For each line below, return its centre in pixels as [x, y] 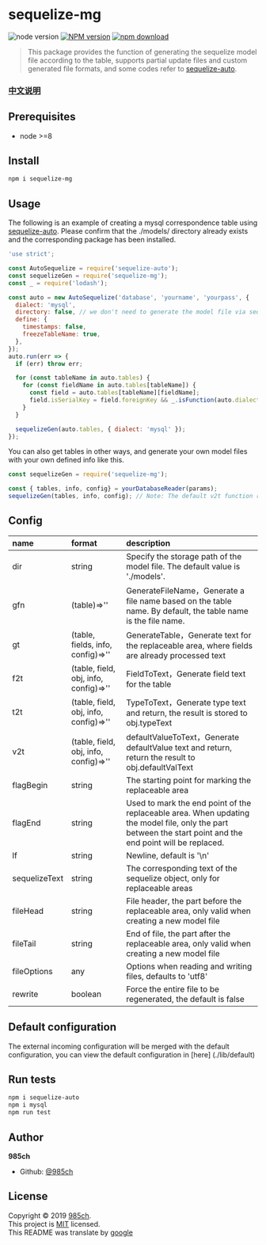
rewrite [25, 994]
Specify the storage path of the [184, 556]
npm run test [30, 1113]
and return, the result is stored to [187, 713]
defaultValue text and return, [179, 748]
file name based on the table [179, 601]
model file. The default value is [183, 566]
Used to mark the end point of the [189, 803]
